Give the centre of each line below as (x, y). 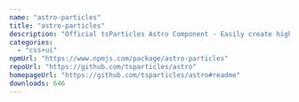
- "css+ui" (37, 51)
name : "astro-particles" (55, 17)
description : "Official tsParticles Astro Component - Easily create (141, 34)
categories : (31, 42)
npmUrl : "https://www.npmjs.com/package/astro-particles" (119, 59)
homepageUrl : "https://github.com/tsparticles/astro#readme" (125, 75)
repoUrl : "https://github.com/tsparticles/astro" (103, 67)
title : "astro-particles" (57, 26)
